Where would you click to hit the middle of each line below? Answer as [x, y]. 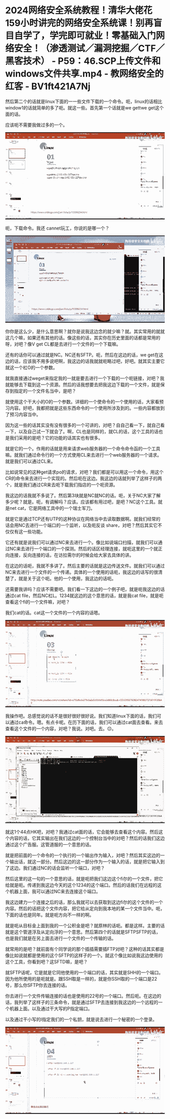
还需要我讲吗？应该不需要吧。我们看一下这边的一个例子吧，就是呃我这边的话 [85, 589]
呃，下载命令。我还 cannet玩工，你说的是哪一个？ [57, 228]
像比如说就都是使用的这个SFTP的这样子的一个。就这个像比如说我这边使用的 [84, 955]
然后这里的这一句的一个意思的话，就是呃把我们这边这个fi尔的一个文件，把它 [84, 879]
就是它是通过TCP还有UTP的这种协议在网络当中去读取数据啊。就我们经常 [81, 519]
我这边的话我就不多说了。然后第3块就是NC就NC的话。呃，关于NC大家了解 [83, 495]
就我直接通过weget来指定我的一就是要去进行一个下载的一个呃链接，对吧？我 [85, 378]
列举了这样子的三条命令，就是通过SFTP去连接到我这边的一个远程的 [88, 1002]
